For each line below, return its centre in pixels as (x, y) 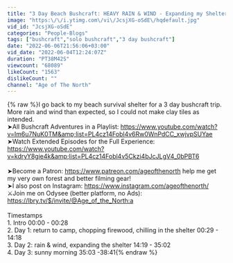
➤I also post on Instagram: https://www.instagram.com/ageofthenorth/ (108, 186)
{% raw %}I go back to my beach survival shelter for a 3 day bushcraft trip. (114, 104)
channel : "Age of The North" (49, 85)
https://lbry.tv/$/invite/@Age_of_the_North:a (70, 201)
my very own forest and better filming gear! (69, 179)
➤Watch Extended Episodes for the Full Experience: (81, 142)
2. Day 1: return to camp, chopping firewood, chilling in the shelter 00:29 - (113, 230)
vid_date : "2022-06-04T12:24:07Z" (57, 53)
